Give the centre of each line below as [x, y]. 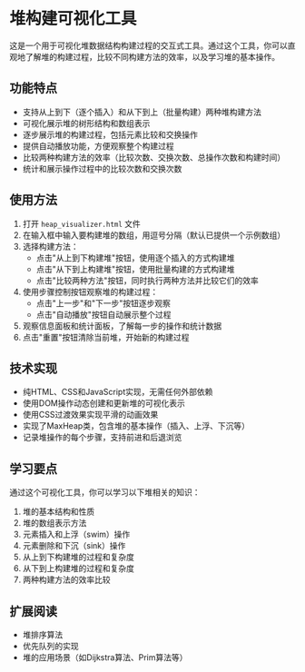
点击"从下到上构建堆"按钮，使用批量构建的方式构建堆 [135, 269]
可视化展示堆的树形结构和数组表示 [86, 123]
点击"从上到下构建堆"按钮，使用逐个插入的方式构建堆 [135, 257]
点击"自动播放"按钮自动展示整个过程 [103, 314]
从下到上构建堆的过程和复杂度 [78, 568]
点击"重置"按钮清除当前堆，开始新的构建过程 [106, 337]
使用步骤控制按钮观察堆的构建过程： [90, 292]
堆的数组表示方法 [54, 523]
